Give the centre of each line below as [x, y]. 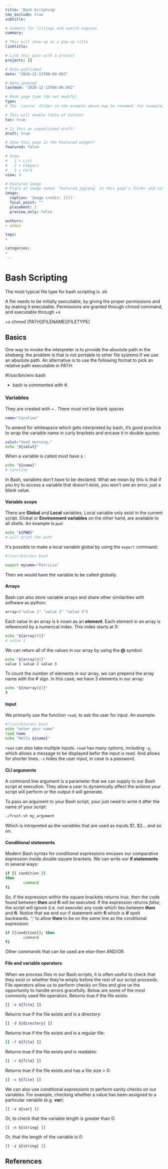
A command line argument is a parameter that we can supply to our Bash [80, 781]
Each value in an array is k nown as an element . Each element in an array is [83, 621]
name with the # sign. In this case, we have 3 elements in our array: [74, 679]
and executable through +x [33, 312]
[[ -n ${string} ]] [25, 1127]
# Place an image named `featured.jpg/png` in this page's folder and [80, 188]
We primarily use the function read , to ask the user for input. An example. [80, 715]
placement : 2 [23, 207]
